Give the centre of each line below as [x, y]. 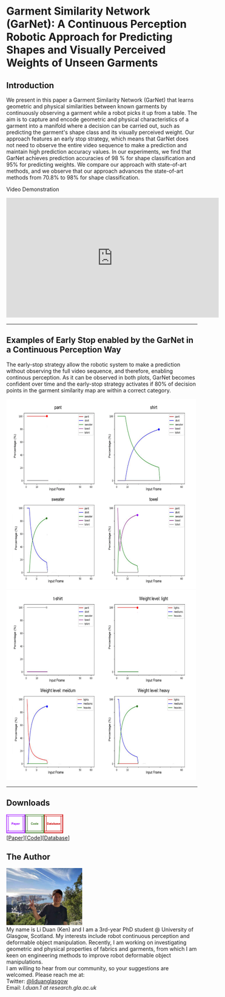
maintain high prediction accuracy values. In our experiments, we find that [99, 151]
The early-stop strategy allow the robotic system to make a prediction [93, 364]
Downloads [28, 803]
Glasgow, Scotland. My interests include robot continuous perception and [98, 936]
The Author [28, 857]
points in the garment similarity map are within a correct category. [89, 390]
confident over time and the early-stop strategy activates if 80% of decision [101, 384]
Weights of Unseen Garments [82, 63]
